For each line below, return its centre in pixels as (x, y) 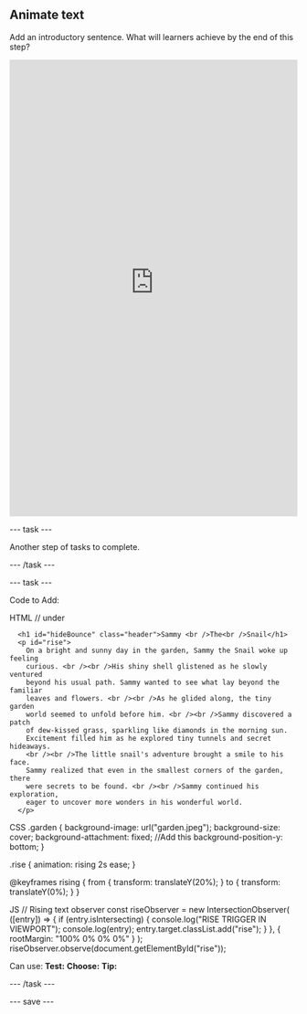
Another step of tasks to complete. (74, 546)
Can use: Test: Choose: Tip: (63, 966)
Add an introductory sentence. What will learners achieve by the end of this (152, 37)
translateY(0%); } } (45, 892)
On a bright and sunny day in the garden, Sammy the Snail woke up (157, 650)
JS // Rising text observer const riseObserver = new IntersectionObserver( (150, 909)
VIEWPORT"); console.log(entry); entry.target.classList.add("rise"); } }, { (145, 929)
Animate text (47, 15)
